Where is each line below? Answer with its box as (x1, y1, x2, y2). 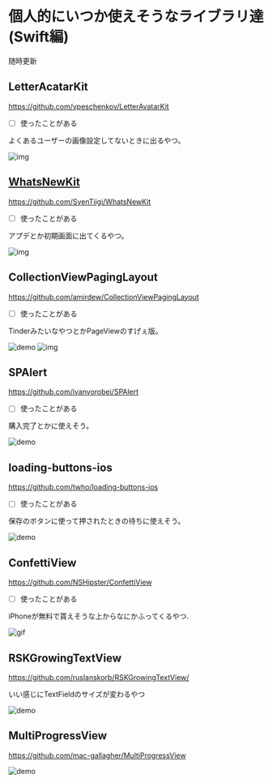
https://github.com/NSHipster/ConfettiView (8, 577, 152, 588)
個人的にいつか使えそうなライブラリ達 (8, 7, 265, 26)
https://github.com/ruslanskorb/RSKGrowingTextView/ (8, 673, 189, 682)
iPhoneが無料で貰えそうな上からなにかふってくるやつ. (8, 611, 189, 621)
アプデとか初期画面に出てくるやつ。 (8, 230, 129, 240)
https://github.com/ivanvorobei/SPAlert (8, 387, 139, 397)
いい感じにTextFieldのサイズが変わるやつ (8, 690, 146, 699)
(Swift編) (8, 28, 70, 46)
